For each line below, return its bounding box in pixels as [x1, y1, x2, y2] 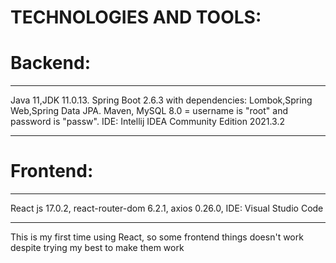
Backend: [10, 52, 91, 75]
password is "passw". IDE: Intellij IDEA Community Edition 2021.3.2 [10, 116, 286, 128]
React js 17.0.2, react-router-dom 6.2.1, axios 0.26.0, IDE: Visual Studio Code [10, 202, 324, 215]
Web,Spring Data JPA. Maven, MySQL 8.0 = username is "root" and [10, 105, 288, 117]
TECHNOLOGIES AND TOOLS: [10, 6, 262, 29]
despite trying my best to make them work [10, 242, 185, 254]
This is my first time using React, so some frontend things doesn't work [10, 231, 304, 243]
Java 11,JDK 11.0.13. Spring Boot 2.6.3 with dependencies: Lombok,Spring [10, 94, 313, 106]
